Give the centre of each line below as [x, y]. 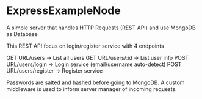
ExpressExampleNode [63, 11]
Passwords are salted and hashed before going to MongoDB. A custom [96, 82]
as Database [22, 34]
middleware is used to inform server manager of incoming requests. [92, 89]
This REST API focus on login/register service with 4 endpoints [85, 46]
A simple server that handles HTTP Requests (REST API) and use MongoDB [101, 28]
